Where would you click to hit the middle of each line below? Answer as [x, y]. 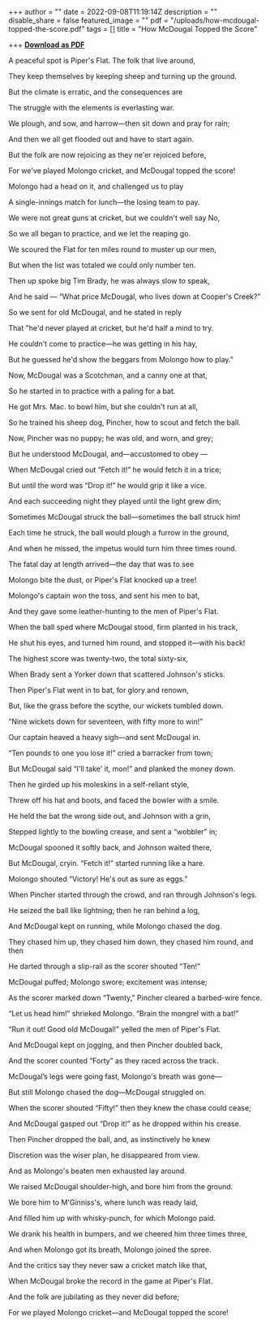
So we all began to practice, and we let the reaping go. [100, 234]
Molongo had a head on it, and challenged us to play [96, 186]
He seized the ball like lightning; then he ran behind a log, [104, 910]
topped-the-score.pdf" [47, 29]
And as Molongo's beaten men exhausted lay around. [97, 1171]
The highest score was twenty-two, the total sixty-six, [99, 658]
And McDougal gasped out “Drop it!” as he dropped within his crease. [125, 1124]
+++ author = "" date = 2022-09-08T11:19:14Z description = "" [113, 12]
